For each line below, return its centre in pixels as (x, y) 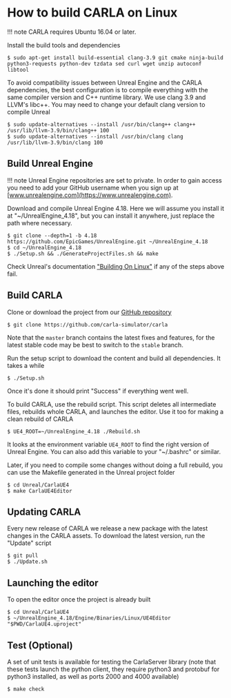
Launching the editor (53, 583)
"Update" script (29, 543)
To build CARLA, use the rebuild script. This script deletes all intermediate (112, 404)
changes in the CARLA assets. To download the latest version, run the (106, 536)
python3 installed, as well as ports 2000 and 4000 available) (93, 676)
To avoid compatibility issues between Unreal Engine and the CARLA (104, 82)
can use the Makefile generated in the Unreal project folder (91, 472)
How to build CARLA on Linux (92, 13)
